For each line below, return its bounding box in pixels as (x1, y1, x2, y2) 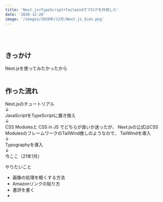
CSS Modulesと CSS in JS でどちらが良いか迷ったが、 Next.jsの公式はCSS (5, 124, 159, 130)
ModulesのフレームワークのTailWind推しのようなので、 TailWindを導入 (5, 130, 151, 136)
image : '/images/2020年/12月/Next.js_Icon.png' (5, 16, 105, 21)
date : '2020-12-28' (5, 12, 46, 17)
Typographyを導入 (5, 142, 43, 148)
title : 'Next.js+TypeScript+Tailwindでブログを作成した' (5, 7, 119, 12)
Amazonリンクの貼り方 (12, 181, 60, 187)
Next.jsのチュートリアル (5, 101, 55, 107)
